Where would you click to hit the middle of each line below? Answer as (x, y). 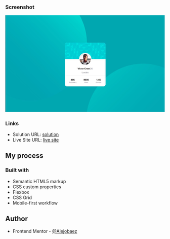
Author (16, 219)
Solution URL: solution (36, 134)
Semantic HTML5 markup (39, 181)
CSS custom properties (37, 187)
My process (24, 156)
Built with (17, 170)
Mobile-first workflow (35, 203)
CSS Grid (22, 197)
